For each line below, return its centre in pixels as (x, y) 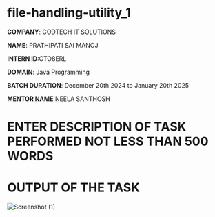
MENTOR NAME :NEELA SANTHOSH (59, 99)
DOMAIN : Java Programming (49, 72)
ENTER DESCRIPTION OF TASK (97, 127)
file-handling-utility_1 (69, 13)
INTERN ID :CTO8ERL (37, 58)
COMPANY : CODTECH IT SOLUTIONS (61, 32)
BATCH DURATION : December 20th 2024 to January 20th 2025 (98, 85)
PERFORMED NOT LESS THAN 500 (108, 141)
